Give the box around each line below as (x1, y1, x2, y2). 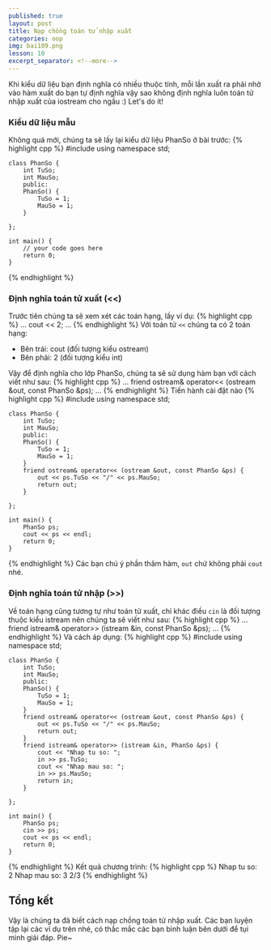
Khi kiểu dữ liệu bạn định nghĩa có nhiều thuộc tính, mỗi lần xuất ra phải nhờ (8, 79, 261, 89)
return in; (37, 777, 74, 785)
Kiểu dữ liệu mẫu (8, 117, 76, 128)
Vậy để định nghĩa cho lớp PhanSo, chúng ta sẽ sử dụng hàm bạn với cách (8, 368, 256, 378)
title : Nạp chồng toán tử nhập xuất (8, 27, 132, 35)
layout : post (8, 19, 53, 28)
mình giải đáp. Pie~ (8, 932, 73, 942)
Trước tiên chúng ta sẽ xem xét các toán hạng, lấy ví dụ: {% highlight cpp (8, 311, 252, 321)
